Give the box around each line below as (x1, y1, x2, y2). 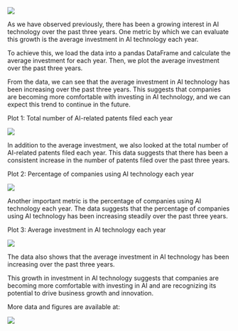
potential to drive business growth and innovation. (7, 289, 154, 297)
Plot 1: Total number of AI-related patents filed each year (7, 114, 173, 122)
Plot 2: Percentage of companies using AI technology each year (7, 170, 194, 178)
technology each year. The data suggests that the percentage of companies (7, 204, 230, 213)
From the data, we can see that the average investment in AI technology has (7, 78, 230, 86)
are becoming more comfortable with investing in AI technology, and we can (7, 93, 231, 101)
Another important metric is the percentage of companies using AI (7, 197, 201, 205)
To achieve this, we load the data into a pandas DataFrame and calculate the (7, 49, 231, 57)
